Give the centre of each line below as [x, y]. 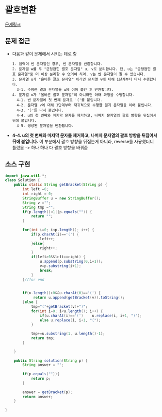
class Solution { [23, 180]
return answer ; [38, 397]
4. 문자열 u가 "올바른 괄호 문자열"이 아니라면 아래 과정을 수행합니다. [73, 95]
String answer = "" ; [43, 365]
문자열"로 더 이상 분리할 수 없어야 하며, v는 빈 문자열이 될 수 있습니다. [81, 74]
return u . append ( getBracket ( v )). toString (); [79, 298]
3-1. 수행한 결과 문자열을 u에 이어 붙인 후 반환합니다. [65, 90]
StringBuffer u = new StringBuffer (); [62, 198]
